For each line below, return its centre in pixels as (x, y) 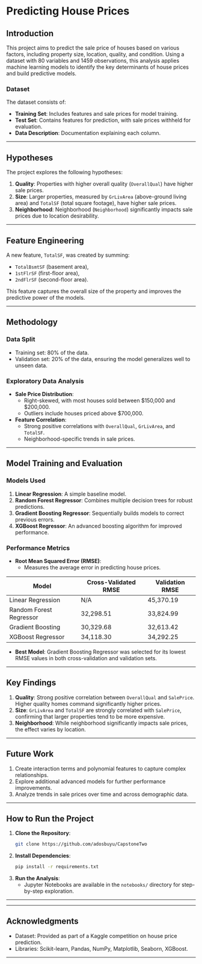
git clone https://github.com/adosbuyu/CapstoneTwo (81, 844)
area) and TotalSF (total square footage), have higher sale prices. (96, 203)
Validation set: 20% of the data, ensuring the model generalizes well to (103, 359)
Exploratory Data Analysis (45, 381)
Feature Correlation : (41, 420)
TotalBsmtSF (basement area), (52, 266)
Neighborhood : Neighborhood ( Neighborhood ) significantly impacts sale (104, 210)
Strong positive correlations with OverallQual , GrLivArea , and (99, 426)
